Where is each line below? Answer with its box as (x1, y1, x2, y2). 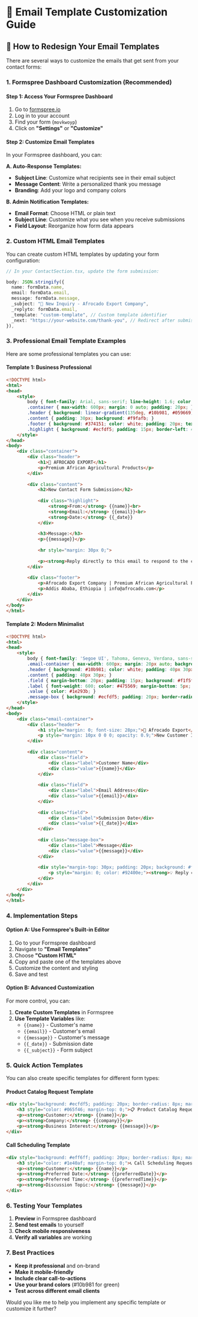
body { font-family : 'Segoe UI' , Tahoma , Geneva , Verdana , (27, 656, 176, 661)
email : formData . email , (11, 290, 70, 296)
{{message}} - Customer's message (23, 1034, 110, 1041)
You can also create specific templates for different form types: (6, 1075, 160, 1082)
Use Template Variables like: (14, 1015, 85, 1022)
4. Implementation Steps (6, 911, 78, 920)
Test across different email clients (14, 1287, 100, 1294)
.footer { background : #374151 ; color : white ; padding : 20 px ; (27, 421, 183, 427)
